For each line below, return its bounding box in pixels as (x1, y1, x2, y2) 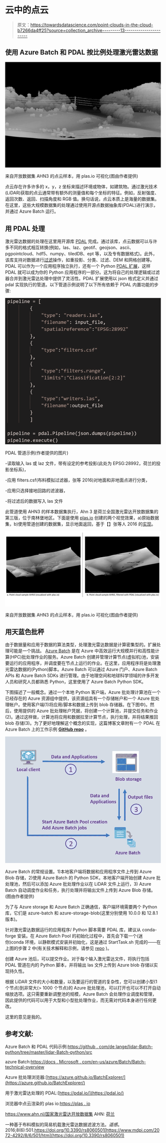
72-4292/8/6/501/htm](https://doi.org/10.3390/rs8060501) (5, 1133, 124, 1139)
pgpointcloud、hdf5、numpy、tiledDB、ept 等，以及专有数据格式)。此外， (5, 251, 157, 257)
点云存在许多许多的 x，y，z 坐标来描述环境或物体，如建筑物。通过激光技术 (5, 184, 158, 190)
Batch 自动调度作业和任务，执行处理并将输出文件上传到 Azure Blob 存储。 (5, 887, 156, 893)
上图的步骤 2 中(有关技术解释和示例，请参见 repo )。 (5, 945, 112, 951)
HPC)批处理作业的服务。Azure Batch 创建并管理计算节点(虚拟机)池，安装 (11, 654, 160, 660)
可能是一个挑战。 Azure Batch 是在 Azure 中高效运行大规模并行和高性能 (9, 648, 156, 654)
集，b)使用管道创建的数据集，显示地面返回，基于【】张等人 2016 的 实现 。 (5, 521, 156, 527)
